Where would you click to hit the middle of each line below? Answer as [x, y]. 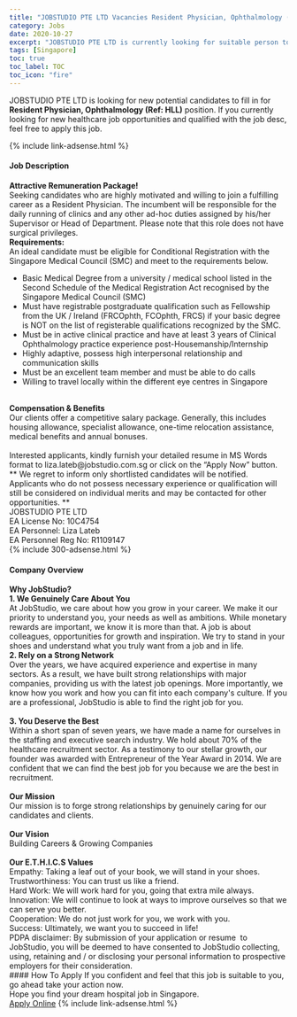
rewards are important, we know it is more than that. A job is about [130, 627]
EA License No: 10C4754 [54, 521]
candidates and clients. [52, 815]
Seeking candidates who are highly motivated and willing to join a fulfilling [144, 195]
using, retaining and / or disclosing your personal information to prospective [147, 957]
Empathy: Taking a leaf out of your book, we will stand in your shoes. [135, 872]
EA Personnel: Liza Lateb [54, 530]
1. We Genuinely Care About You [70, 599]
